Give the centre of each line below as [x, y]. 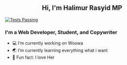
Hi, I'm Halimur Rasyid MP [82, 8]
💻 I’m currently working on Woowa [48, 43]
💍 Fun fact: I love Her [33, 57]
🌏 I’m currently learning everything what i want [60, 50]
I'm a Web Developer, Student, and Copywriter [61, 32]
